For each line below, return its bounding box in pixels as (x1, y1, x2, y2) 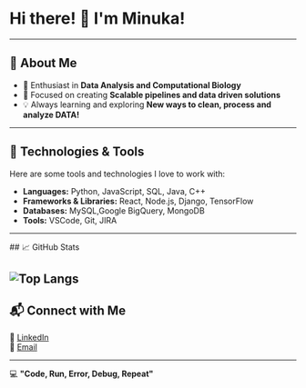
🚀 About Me (9, 55, 77, 71)
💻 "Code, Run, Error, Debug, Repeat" (9, 368, 154, 379)
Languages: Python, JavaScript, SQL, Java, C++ (22, 185, 207, 196)
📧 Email (9, 341, 38, 353)
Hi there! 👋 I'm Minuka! (9, 8, 186, 29)
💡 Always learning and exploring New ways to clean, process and (22, 99, 271, 110)
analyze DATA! (22, 109, 80, 120)
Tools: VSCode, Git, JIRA (22, 214, 117, 225)
